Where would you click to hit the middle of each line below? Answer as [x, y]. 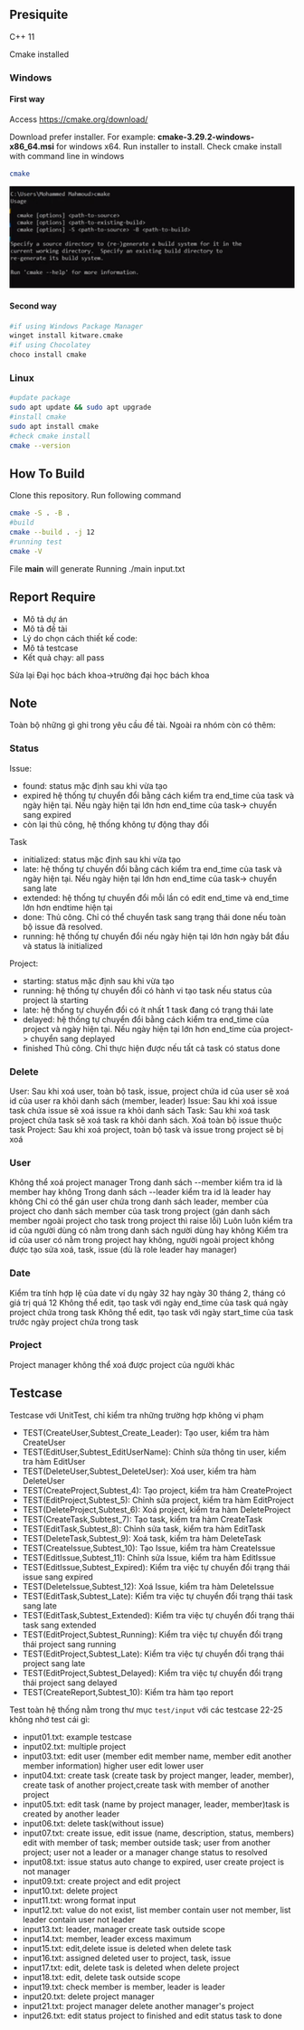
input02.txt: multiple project [74, 1746]
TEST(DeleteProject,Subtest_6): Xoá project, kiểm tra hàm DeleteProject [157, 1509]
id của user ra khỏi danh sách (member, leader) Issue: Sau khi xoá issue [143, 1100]
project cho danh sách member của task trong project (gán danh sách [140, 1211]
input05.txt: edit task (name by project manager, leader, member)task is [156, 1804]
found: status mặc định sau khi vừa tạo [95, 785]
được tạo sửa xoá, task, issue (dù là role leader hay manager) [123, 1250]
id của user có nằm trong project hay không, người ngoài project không [142, 1240]
